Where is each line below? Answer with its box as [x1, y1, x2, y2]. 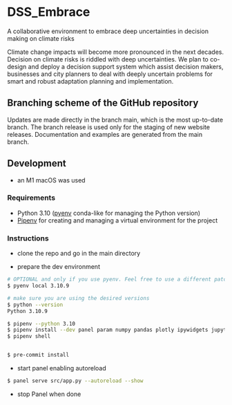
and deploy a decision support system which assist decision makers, [28, 62, 224, 70]
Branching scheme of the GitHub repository [7, 97, 199, 109]
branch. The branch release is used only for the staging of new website [7, 122, 211, 131]
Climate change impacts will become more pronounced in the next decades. [7, 48, 224, 56]
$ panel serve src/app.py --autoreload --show [7, 377, 144, 384]
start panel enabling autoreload [17, 364, 107, 373]
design [7, 62, 27, 70]
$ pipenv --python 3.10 [7, 320, 76, 327]
